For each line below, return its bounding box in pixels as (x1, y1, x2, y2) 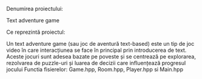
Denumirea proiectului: (6, 5, 64, 12)
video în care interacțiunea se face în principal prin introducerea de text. (6, 46, 187, 54)
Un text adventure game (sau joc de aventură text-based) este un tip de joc (6, 40, 195, 47)
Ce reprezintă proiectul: (6, 28, 66, 36)
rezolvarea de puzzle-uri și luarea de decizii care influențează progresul (6, 60, 186, 66)
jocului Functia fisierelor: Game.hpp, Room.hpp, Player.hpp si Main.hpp (6, 66, 184, 73)
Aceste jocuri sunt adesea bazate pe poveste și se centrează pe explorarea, (6, 53, 196, 60)
